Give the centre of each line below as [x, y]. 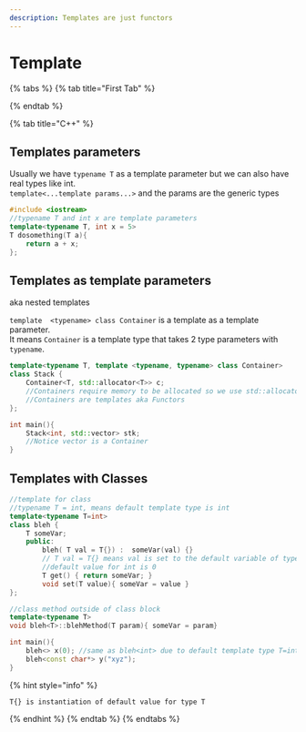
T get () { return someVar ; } [97, 575]
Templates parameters [75, 152]
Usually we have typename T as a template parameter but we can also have [149, 174]
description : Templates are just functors [91, 18]
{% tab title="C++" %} [51, 123]
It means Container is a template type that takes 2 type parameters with [144, 340]
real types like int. [42, 184]
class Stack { [36, 374]
